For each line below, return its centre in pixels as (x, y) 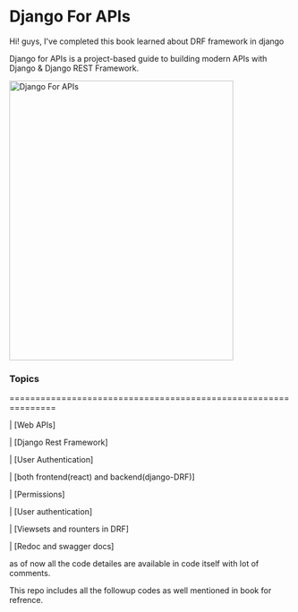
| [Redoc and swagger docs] (62, 547)
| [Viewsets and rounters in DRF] (69, 529)
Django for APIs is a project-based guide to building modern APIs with (138, 58)
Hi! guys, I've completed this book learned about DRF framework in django (147, 41)
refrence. (26, 600)
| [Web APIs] (33, 425)
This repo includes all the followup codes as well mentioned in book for (140, 591)
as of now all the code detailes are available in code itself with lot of (134, 564)
